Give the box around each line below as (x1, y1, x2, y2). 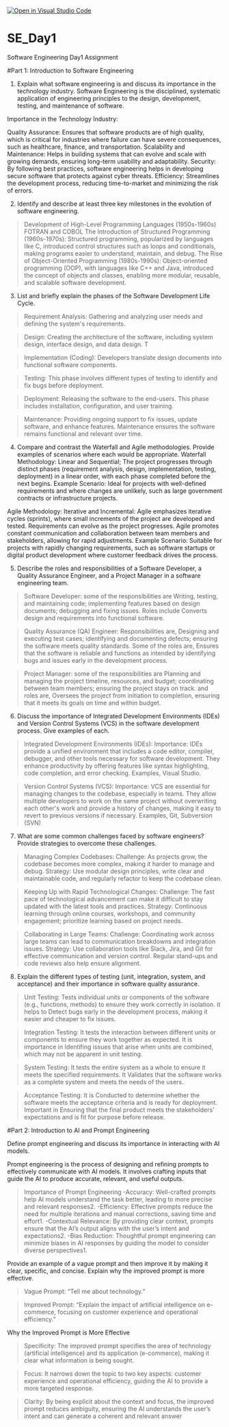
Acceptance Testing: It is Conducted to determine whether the (23, 1090, 200, 1099)
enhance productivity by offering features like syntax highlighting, (23, 761, 210, 770)
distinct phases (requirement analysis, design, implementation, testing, (16, 465, 217, 473)
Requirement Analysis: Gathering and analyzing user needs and (23, 312, 203, 320)
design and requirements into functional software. (23, 613, 165, 622)
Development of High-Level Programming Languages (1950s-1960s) (23, 220, 217, 228)
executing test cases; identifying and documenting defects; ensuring (23, 634, 218, 642)
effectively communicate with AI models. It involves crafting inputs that (7, 1167, 206, 1175)
